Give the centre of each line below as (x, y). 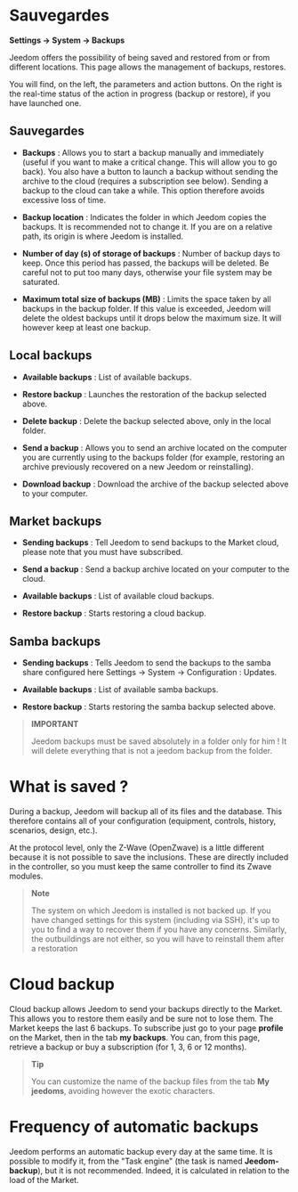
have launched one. (45, 102)
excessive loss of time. (64, 200)
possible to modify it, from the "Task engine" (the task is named (126, 1161)
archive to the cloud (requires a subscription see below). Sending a (145, 181)
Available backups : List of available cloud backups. (118, 596)
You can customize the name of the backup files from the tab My (150, 1082)
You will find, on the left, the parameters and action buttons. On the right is (146, 84)
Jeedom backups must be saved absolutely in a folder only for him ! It (159, 741)
